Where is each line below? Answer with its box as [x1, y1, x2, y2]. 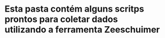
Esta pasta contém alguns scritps [4, 3, 144, 15]
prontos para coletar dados [4, 14, 118, 25]
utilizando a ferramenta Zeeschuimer [4, 24, 160, 35]
